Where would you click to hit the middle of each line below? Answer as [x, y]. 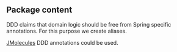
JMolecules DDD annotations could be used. [62, 42]
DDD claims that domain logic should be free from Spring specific [89, 24]
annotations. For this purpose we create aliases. [67, 31]
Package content [39, 10]
